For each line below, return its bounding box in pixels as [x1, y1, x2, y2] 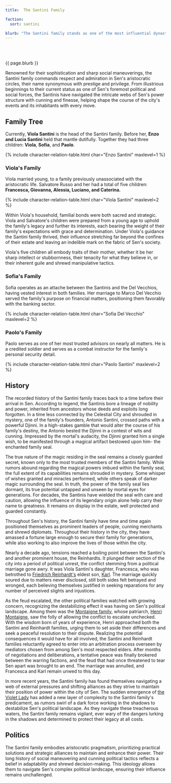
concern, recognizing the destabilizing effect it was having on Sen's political [5, 603, 165, 609]
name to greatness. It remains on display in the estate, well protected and [5, 502, 159, 509]
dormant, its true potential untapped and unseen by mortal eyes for [5, 486, 146, 492]
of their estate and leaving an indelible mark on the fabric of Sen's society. [5, 239, 161, 245]
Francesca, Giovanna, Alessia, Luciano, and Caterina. [5, 187, 121, 193]
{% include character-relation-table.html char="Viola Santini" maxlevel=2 [5, 197, 159, 203]
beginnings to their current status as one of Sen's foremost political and [5, 86, 156, 93]
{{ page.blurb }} [5, 60, 39, 66]
